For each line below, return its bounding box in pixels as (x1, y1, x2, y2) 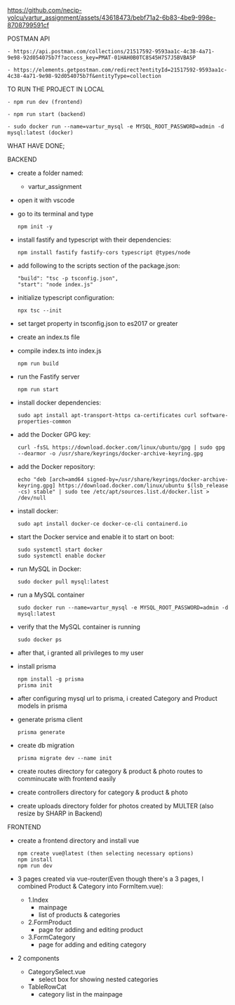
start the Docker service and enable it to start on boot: (17, 533, 175, 541)
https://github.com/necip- (7, 6, 82, 14)
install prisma (17, 662, 56, 670)
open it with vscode (17, 196, 75, 204)
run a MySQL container (17, 591, 85, 599)
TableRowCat (27, 983, 67, 991)
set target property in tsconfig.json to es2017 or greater (17, 320, 178, 327)
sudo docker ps (17, 636, 62, 643)
